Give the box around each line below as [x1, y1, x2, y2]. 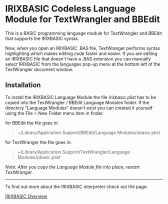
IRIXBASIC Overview [5, 193, 47, 199]
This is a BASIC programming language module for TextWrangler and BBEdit [5, 30, 162, 36]
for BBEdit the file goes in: [5, 119, 59, 125]
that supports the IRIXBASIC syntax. [5, 35, 79, 41]
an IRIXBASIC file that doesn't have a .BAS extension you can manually [5, 55, 151, 61]
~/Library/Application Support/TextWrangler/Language [17, 148, 130, 155]
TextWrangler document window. [5, 66, 73, 72]
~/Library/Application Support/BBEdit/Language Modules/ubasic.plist [17, 129, 160, 135]
